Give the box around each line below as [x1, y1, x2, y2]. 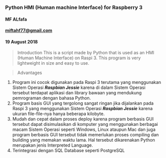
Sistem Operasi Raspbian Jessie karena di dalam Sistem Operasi [12, 84, 146, 90]
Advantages [17, 70, 42, 76]
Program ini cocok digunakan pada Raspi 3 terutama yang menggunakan [12, 79, 162, 85]
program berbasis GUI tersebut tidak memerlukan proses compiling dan [12, 132, 159, 138]
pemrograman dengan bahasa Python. [12, 95, 91, 101]
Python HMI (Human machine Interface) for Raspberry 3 [5, 4, 143, 11]
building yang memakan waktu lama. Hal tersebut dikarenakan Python [12, 137, 155, 143]
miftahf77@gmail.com [5, 28, 53, 34]
